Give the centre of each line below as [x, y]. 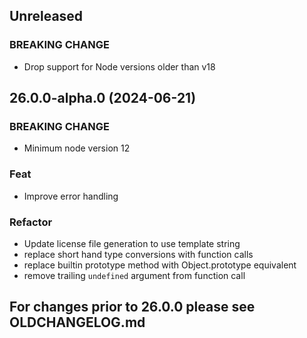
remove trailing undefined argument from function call [134, 275]
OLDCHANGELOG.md [77, 322]
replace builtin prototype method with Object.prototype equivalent [160, 265]
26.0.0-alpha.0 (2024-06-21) [103, 98]
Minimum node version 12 [77, 148]
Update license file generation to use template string [132, 243]
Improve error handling [71, 196]
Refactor [31, 222]
